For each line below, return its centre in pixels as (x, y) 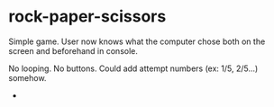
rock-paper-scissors (87, 17)
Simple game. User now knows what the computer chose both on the (137, 41)
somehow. (27, 77)
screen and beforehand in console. (73, 50)
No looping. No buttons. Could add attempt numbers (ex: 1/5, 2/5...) (133, 68)
